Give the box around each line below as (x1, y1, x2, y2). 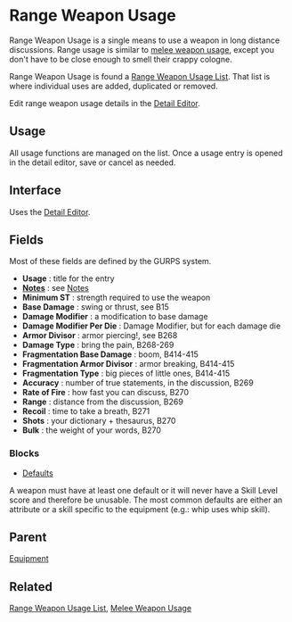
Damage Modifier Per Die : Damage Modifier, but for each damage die (21, 320, 281, 331)
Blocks (9, 447, 40, 460)
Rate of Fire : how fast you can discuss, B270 (21, 387, 190, 398)
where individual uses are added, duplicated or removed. (9, 80, 218, 91)
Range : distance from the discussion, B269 (21, 396, 184, 407)
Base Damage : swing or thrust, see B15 (21, 302, 169, 312)
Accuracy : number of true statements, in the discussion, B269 (21, 377, 254, 388)
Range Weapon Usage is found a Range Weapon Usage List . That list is (9, 70, 271, 81)
